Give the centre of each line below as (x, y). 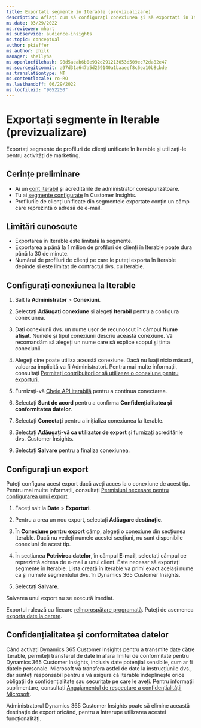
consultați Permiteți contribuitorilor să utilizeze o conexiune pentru (97, 373)
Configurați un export (47, 469)
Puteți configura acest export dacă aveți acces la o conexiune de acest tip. (98, 484)
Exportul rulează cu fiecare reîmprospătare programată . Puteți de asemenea (100, 610)
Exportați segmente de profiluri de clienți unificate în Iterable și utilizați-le (96, 149)
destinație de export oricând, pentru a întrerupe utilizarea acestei (86, 712)
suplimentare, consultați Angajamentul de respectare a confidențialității (94, 687)
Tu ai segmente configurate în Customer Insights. (75, 195)
